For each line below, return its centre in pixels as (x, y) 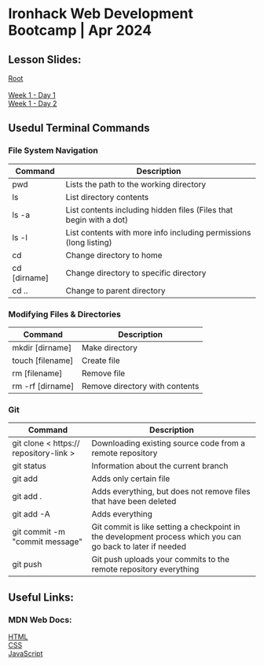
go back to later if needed (139, 546)
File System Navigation (53, 150)
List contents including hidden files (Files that (149, 209)
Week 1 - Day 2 (33, 104)
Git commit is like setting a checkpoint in (166, 527)
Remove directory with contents (140, 386)
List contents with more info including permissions (158, 232)
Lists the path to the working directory (136, 184)
